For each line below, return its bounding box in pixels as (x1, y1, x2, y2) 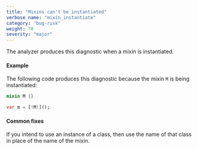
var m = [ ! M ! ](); (6, 104, 50, 111)
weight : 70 (6, 25, 34, 32)
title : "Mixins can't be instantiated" (6, 8, 107, 15)
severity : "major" (6, 31, 53, 37)
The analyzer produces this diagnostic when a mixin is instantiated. (6, 48, 174, 55)
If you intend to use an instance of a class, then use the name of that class (6, 131, 192, 138)
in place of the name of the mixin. (6, 137, 90, 145)
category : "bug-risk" (6, 20, 61, 26)
